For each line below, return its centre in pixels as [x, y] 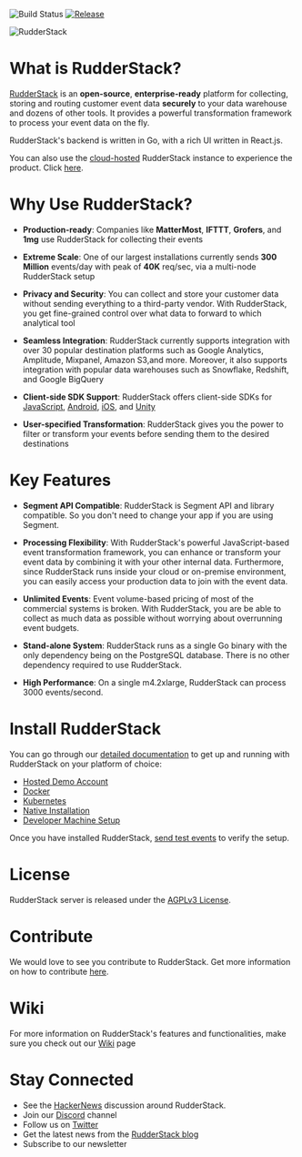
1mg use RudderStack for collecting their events [112, 239]
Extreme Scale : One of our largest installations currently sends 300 [150, 257]
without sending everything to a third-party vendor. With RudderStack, [155, 303]
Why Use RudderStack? [101, 204]
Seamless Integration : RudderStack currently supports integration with [156, 340]
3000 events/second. [63, 692]
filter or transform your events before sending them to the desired [146, 433]
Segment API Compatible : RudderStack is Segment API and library [148, 505]
